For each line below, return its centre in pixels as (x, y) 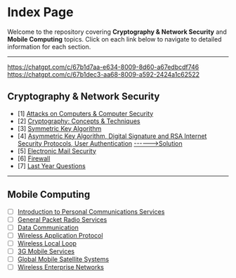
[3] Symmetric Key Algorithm (59, 128)
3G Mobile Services (46, 251)
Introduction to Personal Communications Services (91, 211)
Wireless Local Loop (47, 243)
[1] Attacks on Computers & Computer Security (85, 113)
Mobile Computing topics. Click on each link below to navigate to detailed (114, 39)
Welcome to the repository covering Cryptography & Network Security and (117, 32)
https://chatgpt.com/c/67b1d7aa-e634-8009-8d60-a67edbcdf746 (103, 67)
